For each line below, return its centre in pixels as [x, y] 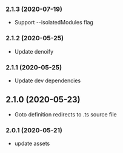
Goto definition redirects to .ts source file [65, 114]
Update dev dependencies [48, 80]
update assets [32, 143]
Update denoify [34, 51]
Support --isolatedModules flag [54, 23]
